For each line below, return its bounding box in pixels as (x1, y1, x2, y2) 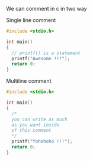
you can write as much (11, 116, 68, 122)
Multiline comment (6, 78, 52, 85)
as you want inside (11, 122, 60, 128)
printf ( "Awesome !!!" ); (11, 55, 70, 61)
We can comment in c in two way (6, 5, 87, 12)
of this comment (11, 128, 52, 134)
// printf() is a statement (11, 50, 81, 56)
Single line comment (6, 17, 56, 23)
